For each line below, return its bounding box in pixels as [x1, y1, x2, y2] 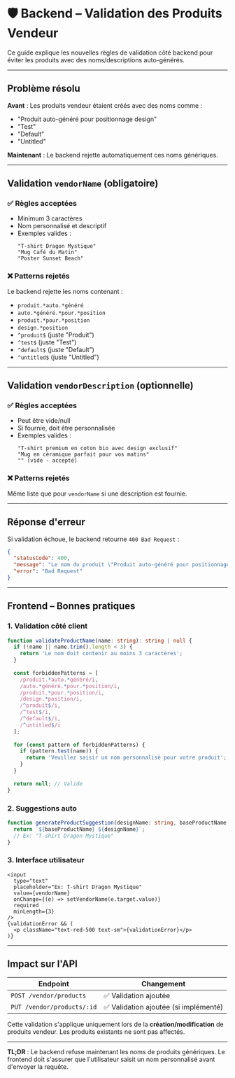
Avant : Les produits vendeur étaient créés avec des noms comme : [7, 101, 203, 109]
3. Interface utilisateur [7, 855, 85, 865]
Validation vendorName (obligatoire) [7, 178, 159, 190]
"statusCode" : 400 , [13, 554, 71, 562]
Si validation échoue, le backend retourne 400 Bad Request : [7, 535, 180, 543]
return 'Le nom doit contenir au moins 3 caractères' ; [20, 650, 183, 657]
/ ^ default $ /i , [20, 715, 61, 722]
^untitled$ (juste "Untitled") [17, 353, 99, 361]
